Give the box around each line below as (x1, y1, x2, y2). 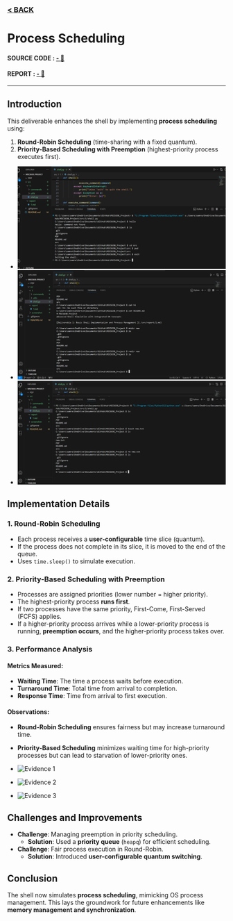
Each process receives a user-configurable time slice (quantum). (17, 535, 205, 543)
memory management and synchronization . (7, 905, 137, 914)
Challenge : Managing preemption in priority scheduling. (17, 830, 178, 838)
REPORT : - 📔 (7, 69, 45, 78)
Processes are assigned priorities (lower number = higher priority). (17, 590, 208, 599)
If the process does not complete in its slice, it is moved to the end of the (17, 542, 226, 550)
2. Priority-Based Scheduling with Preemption (7, 574, 165, 584)
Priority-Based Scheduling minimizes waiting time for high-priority (17, 744, 209, 752)
